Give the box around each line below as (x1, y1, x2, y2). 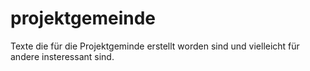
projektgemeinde (10, 7, 156, 30)
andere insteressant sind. (10, 50, 115, 62)
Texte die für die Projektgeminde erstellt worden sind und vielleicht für (10, 40, 300, 52)
